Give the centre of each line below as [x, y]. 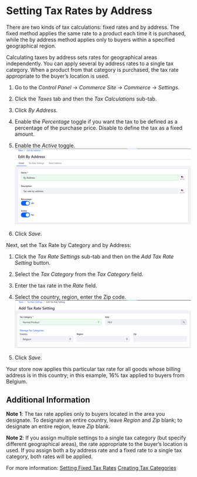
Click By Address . [36, 110]
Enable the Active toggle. [45, 145]
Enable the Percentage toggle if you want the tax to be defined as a [96, 121]
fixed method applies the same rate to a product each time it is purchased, [96, 33]
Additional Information [48, 400]
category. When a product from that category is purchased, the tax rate [92, 69]
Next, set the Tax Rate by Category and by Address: [69, 245]
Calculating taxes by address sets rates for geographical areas [81, 57]
